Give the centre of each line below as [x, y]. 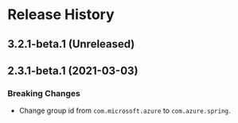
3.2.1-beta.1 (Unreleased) [71, 44]
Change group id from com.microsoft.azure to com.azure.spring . [125, 111]
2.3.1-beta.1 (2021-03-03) [73, 70]
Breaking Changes [44, 93]
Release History [61, 15]
